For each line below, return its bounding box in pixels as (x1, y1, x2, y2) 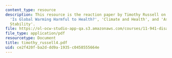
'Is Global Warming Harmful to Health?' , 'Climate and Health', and (10, 17, 159, 22)
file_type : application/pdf (5, 31, 66, 36)
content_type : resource (5, 7, 56, 13)
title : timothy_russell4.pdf (5, 40, 68, 45)
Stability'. (10, 21, 36, 27)
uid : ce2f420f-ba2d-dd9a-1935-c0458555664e (5, 45, 100, 50)
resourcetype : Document (5, 36, 56, 41)
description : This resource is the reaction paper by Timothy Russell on (5, 12, 166, 17)
